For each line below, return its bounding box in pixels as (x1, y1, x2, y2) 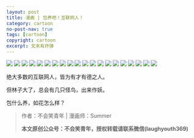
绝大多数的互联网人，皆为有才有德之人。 (6, 73, 108, 80)
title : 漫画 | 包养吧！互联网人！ (6, 15, 84, 21)
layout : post (6, 9, 40, 15)
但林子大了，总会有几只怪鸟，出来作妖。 (6, 86, 108, 93)
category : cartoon (6, 20, 53, 26)
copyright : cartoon (6, 37, 56, 43)
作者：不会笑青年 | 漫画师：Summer (21, 112, 112, 119)
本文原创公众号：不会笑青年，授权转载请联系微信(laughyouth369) (21, 125, 189, 132)
